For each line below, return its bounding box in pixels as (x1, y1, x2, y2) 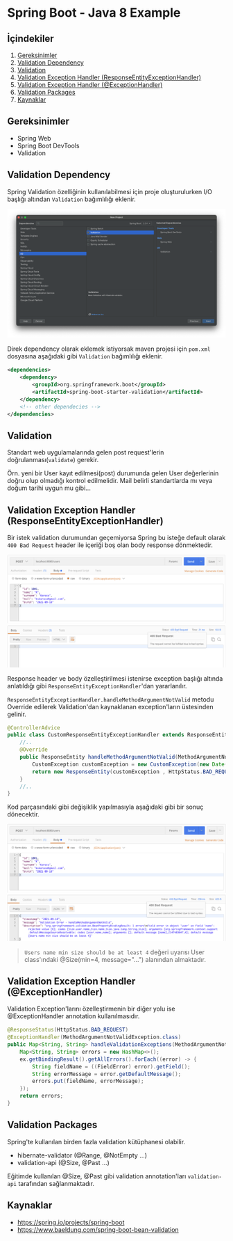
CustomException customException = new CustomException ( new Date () (32, 761, 231, 768)
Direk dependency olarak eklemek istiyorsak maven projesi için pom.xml (7, 345, 211, 353)
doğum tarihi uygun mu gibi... (7, 484, 92, 492)
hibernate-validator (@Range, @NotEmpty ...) (17, 1151, 148, 1160)
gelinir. (7, 710, 26, 718)
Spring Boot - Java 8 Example (7, 5, 181, 21)
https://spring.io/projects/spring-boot (17, 1218, 125, 1226)
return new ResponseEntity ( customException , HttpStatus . (32, 768, 203, 775)
